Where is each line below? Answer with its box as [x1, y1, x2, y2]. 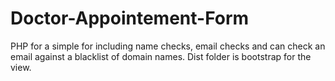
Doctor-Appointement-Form [10, 7, 250, 30]
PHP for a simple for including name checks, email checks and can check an [10, 40, 326, 52]
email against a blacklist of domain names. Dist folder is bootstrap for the [10, 50, 312, 62]
